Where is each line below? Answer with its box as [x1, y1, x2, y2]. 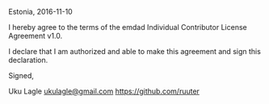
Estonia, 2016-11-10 [8, 7, 73, 16]
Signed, [8, 71, 34, 80]
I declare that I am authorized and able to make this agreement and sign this [8, 47, 261, 56]
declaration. [8, 56, 48, 64]
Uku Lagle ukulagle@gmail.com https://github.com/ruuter [8, 86, 200, 96]
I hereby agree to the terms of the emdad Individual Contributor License [8, 23, 248, 31]
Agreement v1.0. [8, 31, 63, 40]
